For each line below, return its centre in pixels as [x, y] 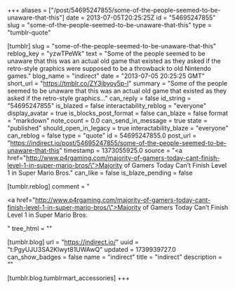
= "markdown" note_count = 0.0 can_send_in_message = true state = [108, 121]
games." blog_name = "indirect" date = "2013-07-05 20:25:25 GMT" [106, 76]
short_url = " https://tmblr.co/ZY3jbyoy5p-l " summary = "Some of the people [117, 83]
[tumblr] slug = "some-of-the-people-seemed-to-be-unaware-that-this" [112, 46]
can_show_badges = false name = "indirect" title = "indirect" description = [115, 257]
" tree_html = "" [30, 228]
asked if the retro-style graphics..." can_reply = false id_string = [99, 98]
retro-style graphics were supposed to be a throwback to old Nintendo [109, 68]
